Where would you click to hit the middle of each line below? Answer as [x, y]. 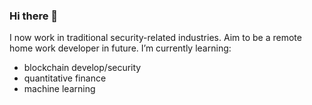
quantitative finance [65, 78]
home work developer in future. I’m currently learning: [120, 48]
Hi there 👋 [34, 16]
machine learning [59, 89]
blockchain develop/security [82, 68]
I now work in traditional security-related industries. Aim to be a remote [155, 38]
